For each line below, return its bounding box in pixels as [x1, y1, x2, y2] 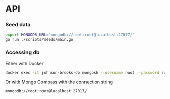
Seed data [5, 21, 31, 28]
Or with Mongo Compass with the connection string [5, 79, 113, 85]
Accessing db [5, 49, 40, 56]
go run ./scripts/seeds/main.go [5, 37, 73, 42]
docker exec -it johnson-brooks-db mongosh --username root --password [5, 70, 159, 75]
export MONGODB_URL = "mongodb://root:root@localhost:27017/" [5, 32, 135, 38]
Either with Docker [5, 60, 44, 66]
